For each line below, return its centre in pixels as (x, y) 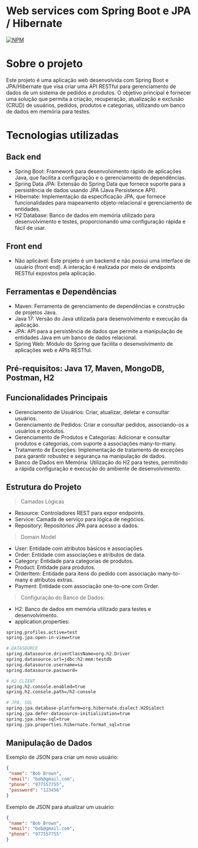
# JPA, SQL (19, 703)
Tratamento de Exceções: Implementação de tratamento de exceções (99, 450)
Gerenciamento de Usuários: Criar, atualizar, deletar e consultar (92, 412)
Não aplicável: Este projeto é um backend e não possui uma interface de (103, 261)
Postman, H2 (30, 377)
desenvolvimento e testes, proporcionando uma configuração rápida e (100, 221)
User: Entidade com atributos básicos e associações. (79, 548)
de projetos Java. (36, 312)
